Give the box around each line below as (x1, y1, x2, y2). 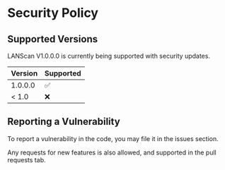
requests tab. (7, 155, 46, 164)
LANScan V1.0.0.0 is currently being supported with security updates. (7, 51, 211, 60)
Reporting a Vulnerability (7, 116, 120, 128)
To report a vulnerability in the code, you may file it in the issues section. (7, 134, 219, 142)
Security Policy (7, 5, 99, 21)
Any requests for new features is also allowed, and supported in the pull (7, 148, 217, 157)
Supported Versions (7, 33, 98, 45)
